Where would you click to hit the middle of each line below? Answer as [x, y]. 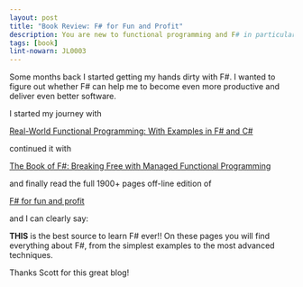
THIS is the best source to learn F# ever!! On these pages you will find [140, 236]
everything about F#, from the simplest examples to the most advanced [142, 245]
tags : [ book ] [34, 43]
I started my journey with [55, 114]
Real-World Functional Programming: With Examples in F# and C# [131, 131]
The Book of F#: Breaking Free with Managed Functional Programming [140, 166]
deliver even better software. [63, 97]
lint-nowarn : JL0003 [48, 51]
